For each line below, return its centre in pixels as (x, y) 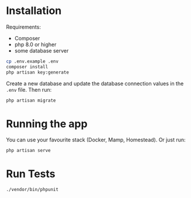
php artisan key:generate (37, 72)
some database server (41, 50)
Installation (34, 11)
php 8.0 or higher (35, 44)
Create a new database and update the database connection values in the (95, 84)
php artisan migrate (31, 100)
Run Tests (31, 174)
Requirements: (23, 27)
